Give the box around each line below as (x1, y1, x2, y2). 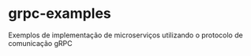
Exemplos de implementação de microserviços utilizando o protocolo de (8, 30, 243, 40)
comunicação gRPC (8, 38, 73, 47)
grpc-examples (8, 5, 112, 23)
